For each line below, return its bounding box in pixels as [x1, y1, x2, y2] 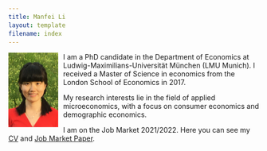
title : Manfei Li [8, 13, 66, 21]
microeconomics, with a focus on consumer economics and [63, 102, 260, 111]
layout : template [8, 21, 66, 29]
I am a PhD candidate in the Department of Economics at [63, 52, 249, 62]
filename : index [8, 29, 62, 37]
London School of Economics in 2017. [63, 78, 186, 87]
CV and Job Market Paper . [8, 134, 96, 143]
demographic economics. [63, 110, 147, 119]
